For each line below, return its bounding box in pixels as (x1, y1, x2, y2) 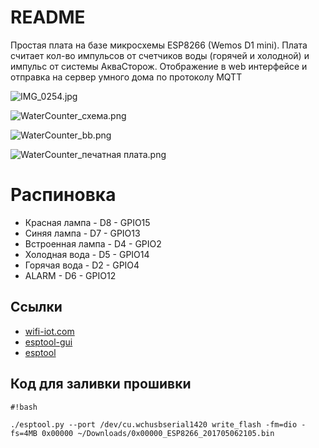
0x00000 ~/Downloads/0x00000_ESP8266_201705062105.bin (41, 428, 275, 438)
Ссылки (10, 299, 63, 316)
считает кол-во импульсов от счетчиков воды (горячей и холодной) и (10, 49, 310, 61)
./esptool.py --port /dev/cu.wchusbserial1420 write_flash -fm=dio (10, 419, 298, 430)
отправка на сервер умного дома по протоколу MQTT (10, 71, 243, 83)
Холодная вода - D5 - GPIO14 (24, 248, 150, 260)
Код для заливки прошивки (10, 376, 192, 393)
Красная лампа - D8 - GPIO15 (24, 216, 151, 228)
